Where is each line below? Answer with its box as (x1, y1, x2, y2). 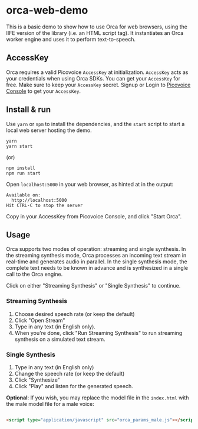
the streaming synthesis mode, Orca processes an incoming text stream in (6, 252, 187, 259)
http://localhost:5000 (11, 197, 67, 203)
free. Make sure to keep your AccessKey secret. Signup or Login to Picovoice (6, 81, 191, 88)
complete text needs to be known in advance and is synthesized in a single (6, 265, 189, 272)
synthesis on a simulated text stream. (14, 336, 105, 343)
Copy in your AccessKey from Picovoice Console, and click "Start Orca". (6, 212, 182, 220)
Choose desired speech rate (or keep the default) (14, 310, 135, 317)
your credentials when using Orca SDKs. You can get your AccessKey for (6, 75, 181, 82)
